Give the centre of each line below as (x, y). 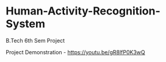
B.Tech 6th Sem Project (35, 40)
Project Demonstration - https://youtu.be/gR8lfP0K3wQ (75, 52)
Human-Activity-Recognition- (83, 11)
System (26, 24)
